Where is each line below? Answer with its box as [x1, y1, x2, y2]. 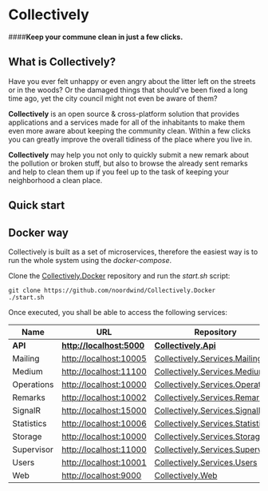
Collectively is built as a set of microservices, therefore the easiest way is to [8, 246, 258, 257]
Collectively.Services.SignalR [154, 405, 264, 416]
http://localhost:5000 [61, 340, 145, 351]
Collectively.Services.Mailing [154, 353, 263, 364]
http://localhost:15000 [61, 405, 148, 416]
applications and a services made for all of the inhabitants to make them [8, 118, 246, 127]
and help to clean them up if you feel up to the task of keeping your [8, 166, 230, 177]
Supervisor [12, 444, 54, 455]
